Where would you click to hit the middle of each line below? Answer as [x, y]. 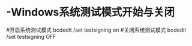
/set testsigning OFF [31, 36]
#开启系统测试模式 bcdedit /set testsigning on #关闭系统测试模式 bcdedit [96, 30]
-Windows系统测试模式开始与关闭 [91, 12]
